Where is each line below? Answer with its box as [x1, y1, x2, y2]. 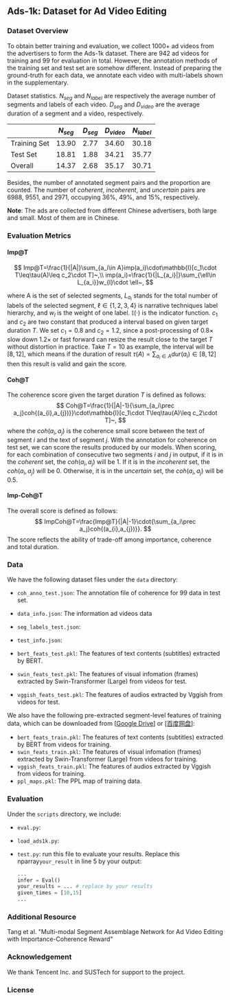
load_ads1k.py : [16, 836, 60, 845]
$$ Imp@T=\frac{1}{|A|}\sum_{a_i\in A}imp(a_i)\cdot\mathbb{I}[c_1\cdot [13, 263, 218, 271]
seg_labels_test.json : [16, 623, 81, 631]
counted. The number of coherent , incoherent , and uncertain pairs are [7, 186, 206, 195]
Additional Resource [7, 912, 77, 922]
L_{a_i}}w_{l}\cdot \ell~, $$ [77, 278, 154, 286]
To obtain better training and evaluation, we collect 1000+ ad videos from [7, 41, 214, 50]
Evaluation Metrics [7, 231, 71, 241]
